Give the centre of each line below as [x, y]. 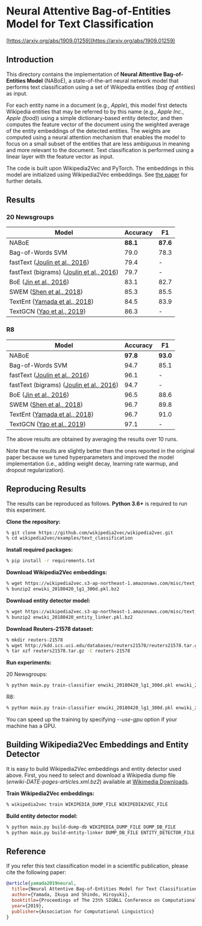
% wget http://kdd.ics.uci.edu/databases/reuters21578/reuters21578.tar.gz [103, 645]
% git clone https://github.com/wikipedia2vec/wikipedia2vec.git [90, 532]
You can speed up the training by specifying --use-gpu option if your [92, 720]
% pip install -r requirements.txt [51, 561]
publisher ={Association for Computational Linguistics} [83, 912]
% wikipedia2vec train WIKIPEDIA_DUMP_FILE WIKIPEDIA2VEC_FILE [87, 804]
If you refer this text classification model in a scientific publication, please [97, 866]
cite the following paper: [36, 872]
